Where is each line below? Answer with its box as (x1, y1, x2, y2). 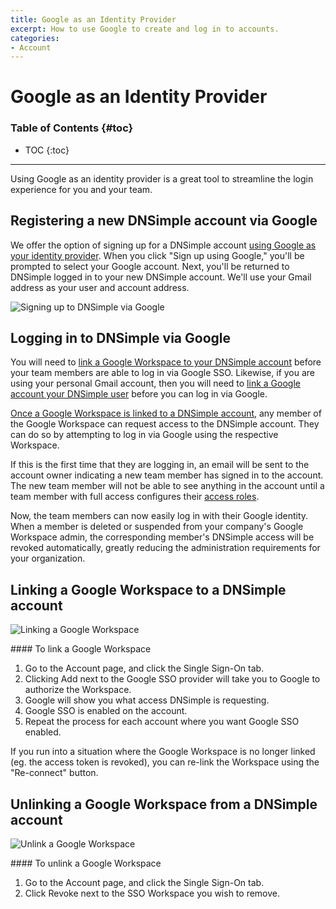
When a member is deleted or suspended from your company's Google (10, 521, 304, 533)
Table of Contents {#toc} (10, 121, 134, 135)
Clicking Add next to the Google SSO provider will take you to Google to (24, 673, 321, 685)
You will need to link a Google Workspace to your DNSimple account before (10, 356, 322, 368)
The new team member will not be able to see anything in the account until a (10, 480, 325, 492)
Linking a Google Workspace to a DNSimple (10, 581, 287, 598)
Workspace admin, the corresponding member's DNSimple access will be (10, 531, 315, 543)
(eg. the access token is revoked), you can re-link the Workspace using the (10, 756, 320, 768)
